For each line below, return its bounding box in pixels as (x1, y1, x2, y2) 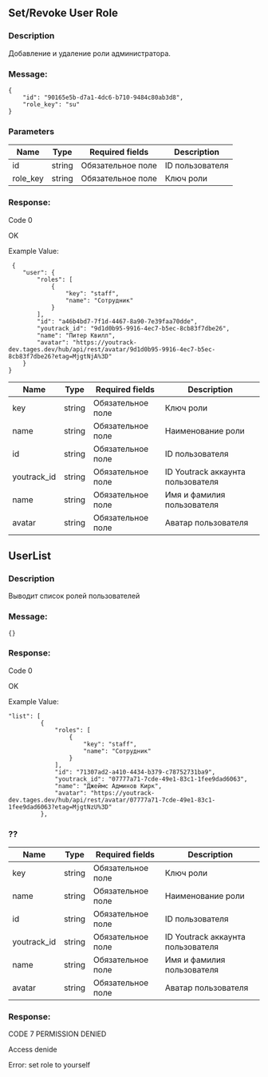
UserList (8, 548, 52, 562)
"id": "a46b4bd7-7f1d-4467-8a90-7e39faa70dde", (37, 317, 198, 326)
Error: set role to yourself (8, 1060, 91, 1070)
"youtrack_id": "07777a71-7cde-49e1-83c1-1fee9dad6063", (54, 774, 248, 783)
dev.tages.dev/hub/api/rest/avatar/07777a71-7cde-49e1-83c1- (8, 796, 216, 804)
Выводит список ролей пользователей (8, 591, 140, 601)
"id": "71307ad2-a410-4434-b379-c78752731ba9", (54, 768, 216, 776)
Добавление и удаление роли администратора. (8, 48, 171, 58)
